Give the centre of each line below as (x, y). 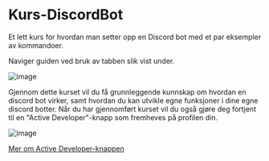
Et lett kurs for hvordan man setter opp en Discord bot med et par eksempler (135, 37)
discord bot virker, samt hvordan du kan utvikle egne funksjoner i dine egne (133, 100)
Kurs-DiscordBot (66, 15)
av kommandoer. (36, 45)
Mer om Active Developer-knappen (66, 148)
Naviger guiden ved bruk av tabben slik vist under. (92, 61)
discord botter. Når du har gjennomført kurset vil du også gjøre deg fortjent (132, 109)
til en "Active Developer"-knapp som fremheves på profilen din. (113, 117)
